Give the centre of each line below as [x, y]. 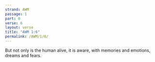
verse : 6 [14, 23]
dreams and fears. [23, 55]
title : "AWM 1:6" [23, 32]
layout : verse [19, 28]
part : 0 [13, 18]
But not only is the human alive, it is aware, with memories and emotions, [78, 50]
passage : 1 [16, 14]
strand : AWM [17, 9]
